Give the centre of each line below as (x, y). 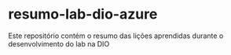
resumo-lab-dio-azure (83, 14)
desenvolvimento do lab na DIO (59, 43)
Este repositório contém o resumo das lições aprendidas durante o (116, 36)
